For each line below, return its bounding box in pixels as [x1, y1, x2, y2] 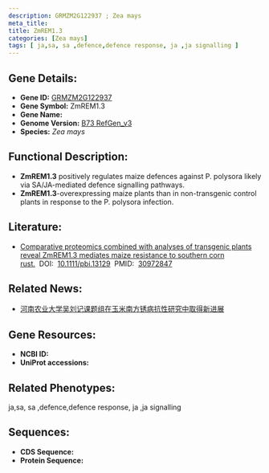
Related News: [8, 282, 83, 296]
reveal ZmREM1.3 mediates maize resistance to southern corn [19, 250, 225, 259]
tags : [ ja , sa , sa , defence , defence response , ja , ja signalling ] [8, 42, 239, 50]
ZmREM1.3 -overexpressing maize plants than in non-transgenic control [19, 188, 257, 198]
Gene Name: [19, 109, 63, 119]
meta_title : [8, 19, 48, 27]
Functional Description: [8, 150, 128, 164]
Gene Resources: [8, 328, 96, 341]
